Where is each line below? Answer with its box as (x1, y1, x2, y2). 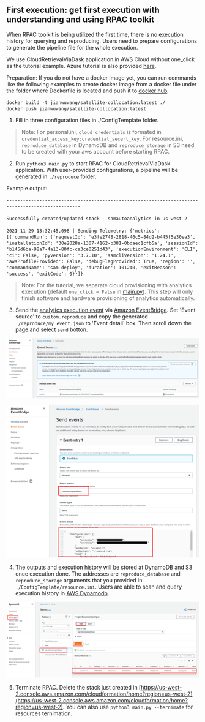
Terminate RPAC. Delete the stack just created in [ (15, 683, 141, 691)
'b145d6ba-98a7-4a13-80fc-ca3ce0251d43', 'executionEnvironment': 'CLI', (6, 246, 199, 252)
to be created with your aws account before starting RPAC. (21, 148, 170, 155)
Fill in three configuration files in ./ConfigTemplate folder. (15, 116, 159, 124)
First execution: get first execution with (6, 5, 160, 15)
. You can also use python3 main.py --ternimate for (62, 703, 193, 710)
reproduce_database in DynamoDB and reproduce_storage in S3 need (21, 141, 195, 149)
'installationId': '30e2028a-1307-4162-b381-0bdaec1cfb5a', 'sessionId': (6, 240, 199, 246)
